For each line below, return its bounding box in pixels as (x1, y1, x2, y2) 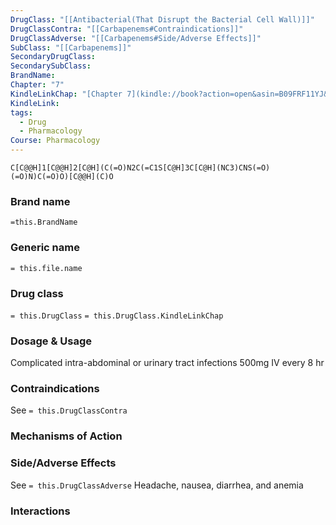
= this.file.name (10, 263, 83, 273)
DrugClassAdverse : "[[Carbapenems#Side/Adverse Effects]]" (10, 33, 262, 43)
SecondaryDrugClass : (10, 52, 97, 62)
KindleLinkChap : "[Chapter (10, 89, 123, 99)
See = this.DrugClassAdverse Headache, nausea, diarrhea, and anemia (10, 479, 304, 491)
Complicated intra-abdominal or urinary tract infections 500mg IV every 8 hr (10, 357, 325, 369)
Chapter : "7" (10, 80, 65, 90)
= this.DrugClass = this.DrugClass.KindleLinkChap (10, 311, 224, 321)
